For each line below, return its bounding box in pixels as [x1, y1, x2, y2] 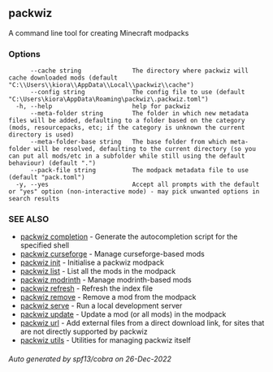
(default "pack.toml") [8, 174, 85, 182]
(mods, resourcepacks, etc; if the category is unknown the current [8, 123, 245, 132]
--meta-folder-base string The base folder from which [29, 138, 227, 146]
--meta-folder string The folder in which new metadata [29, 110, 249, 118]
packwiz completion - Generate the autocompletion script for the [19, 231, 238, 242]
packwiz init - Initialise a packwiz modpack [19, 257, 165, 267]
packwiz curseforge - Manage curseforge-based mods [19, 249, 206, 259]
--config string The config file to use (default [29, 89, 245, 97]
